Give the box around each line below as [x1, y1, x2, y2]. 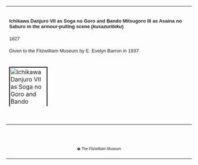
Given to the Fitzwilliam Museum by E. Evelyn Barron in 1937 [9, 47, 139, 54]
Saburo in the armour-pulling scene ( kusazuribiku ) [9, 23, 124, 29]
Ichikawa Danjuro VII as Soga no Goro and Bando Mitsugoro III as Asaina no [9, 18, 183, 24]
